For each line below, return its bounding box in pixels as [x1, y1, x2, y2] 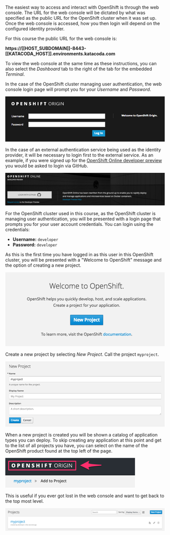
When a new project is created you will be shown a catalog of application [5, 431, 158, 437]
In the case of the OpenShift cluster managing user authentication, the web [5, 81, 162, 87]
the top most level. [5, 498, 44, 504]
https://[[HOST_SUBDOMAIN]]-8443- [5, 45, 87, 51]
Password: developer [12, 242, 58, 248]
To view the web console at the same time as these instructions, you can [5, 61, 157, 66]
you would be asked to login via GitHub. [5, 163, 89, 169]
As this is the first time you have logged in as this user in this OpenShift [5, 252, 154, 258]
